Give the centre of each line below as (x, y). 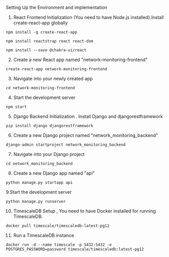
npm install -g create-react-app (42, 32)
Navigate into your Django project (49, 154)
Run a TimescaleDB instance (44, 235)
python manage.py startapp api (39, 183)
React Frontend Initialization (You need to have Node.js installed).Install (88, 17)
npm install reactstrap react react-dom (50, 41)
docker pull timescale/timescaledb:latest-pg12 (58, 226)
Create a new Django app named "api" (54, 173)
